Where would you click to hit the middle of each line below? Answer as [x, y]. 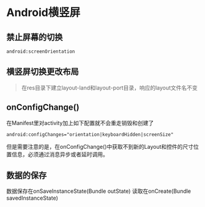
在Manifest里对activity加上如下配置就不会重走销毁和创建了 [80, 122]
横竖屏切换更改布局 [43, 72]
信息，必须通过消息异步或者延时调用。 [60, 154]
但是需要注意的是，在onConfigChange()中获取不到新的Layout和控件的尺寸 [100, 146]
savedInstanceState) [32, 198]
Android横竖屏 [43, 13]
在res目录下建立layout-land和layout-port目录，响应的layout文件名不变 [109, 88]
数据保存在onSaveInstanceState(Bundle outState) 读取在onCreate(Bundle [99, 191]
